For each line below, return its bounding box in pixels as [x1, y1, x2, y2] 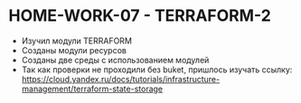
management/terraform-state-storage [21, 83, 164, 94]
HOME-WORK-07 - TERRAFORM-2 [8, 5, 272, 26]
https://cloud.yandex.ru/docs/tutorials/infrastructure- [21, 73, 221, 84]
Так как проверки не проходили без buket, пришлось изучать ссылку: [21, 64, 293, 75]
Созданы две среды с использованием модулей [21, 54, 210, 65]
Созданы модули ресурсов [21, 44, 127, 55]
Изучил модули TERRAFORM [21, 35, 133, 46]
